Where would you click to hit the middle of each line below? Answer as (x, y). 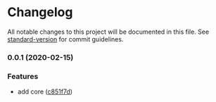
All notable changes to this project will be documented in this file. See (108, 32)
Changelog (40, 12)
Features (23, 76)
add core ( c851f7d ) (45, 91)
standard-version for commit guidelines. (65, 39)
